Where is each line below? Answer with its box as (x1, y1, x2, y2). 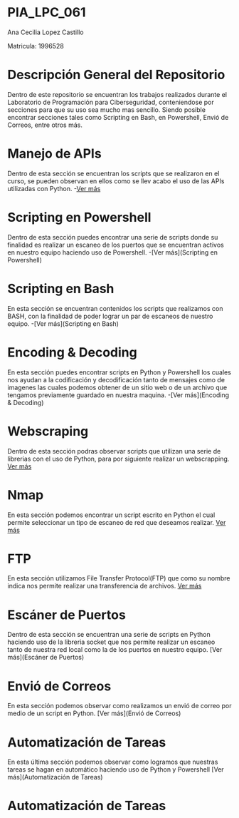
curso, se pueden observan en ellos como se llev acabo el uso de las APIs (7, 176, 225, 185)
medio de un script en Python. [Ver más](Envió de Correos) (7, 709, 181, 717)
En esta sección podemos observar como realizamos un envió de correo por (7, 702, 232, 710)
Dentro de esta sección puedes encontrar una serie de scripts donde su (7, 232, 218, 241)
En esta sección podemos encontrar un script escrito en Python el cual (7, 511, 216, 519)
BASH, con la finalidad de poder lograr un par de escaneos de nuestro (7, 312, 213, 320)
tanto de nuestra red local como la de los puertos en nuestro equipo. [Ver (7, 645, 223, 654)
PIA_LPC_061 (7, 4, 86, 21)
